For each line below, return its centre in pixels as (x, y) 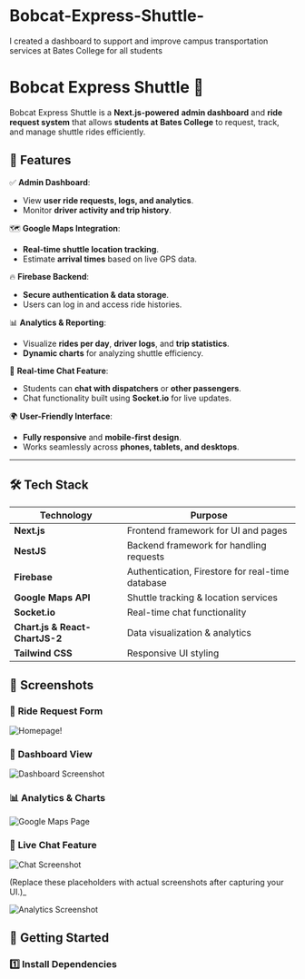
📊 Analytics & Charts (58, 798)
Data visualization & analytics (189, 632)
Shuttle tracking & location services (202, 598)
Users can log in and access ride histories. (102, 304)
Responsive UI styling (173, 653)
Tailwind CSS (43, 653)
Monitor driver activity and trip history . (97, 210)
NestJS (30, 550)
